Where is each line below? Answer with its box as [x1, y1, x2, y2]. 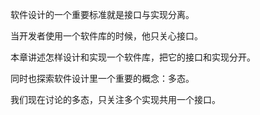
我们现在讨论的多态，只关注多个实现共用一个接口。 [10, 94, 221, 105]
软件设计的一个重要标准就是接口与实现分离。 [10, 9, 195, 20]
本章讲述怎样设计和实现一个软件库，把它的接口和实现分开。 [10, 51, 256, 63]
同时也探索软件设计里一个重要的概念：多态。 [10, 73, 195, 84]
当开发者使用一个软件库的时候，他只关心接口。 [10, 30, 203, 42]
